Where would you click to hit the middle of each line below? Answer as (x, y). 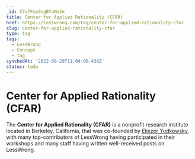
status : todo (22, 66)
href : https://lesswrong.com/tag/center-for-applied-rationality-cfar (95, 22)
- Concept (23, 50)
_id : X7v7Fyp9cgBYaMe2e (36, 12)
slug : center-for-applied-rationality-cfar (61, 28)
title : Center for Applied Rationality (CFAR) (65, 17)
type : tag (18, 34)
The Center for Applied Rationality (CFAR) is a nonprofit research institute (97, 125)
